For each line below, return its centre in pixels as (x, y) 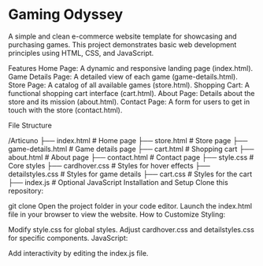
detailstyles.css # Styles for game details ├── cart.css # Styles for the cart (130, 174)
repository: (26, 190)
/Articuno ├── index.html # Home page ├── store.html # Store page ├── (128, 140)
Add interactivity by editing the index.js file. (78, 253)
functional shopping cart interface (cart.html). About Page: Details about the (131, 93)
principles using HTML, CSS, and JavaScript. (81, 53)
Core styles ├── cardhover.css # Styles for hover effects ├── (109, 165)
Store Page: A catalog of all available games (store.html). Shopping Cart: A (129, 85)
